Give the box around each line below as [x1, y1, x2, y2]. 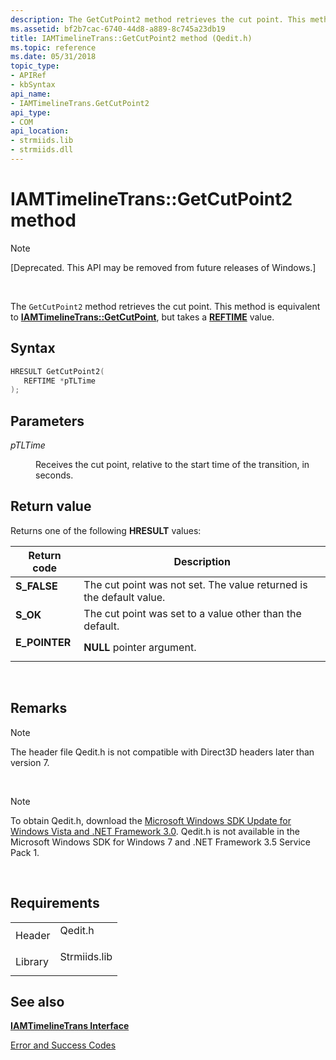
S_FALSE [15, 579, 58, 593]
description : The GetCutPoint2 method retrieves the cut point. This [10, 14, 307, 25]
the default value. [83, 590, 166, 604]
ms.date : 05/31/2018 [10, 52, 97, 62]
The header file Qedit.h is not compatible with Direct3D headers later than [10, 746, 315, 758]
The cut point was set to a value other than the [83, 606, 302, 620]
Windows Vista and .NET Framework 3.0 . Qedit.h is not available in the [10, 825, 300, 837]
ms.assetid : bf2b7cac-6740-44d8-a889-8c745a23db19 [10, 24, 226, 34]
